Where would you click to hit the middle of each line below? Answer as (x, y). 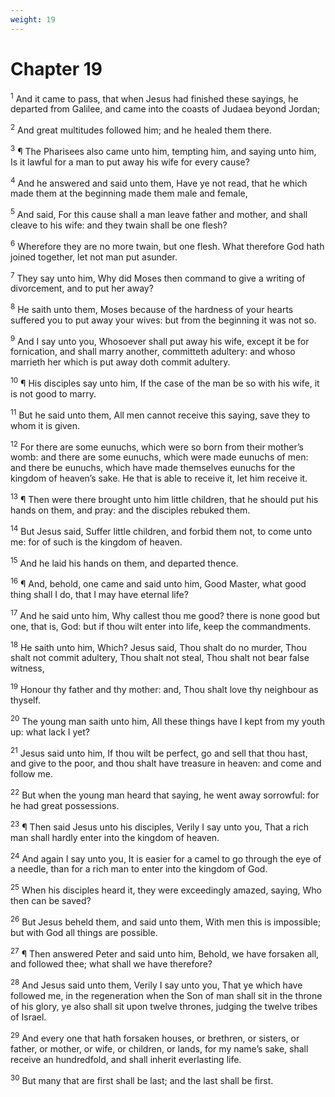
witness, (27, 668)
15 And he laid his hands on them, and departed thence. (124, 562)
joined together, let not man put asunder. (94, 257)
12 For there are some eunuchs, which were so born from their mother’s (157, 446)
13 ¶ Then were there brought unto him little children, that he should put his (164, 499)
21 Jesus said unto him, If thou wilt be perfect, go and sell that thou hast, (159, 752)
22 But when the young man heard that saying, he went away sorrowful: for (165, 794)
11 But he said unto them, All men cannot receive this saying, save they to (160, 414)
